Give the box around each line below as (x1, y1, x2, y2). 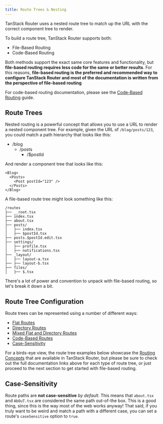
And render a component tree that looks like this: (5, 161, 103, 167)
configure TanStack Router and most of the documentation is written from (5, 75, 159, 80)
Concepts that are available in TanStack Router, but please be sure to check (5, 355, 158, 361)
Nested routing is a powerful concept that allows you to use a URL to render (5, 121, 158, 127)
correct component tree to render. (5, 25, 74, 32)
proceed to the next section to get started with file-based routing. (5, 366, 137, 371)
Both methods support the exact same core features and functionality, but (5, 59, 154, 65)
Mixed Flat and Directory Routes (12, 330, 77, 336)
